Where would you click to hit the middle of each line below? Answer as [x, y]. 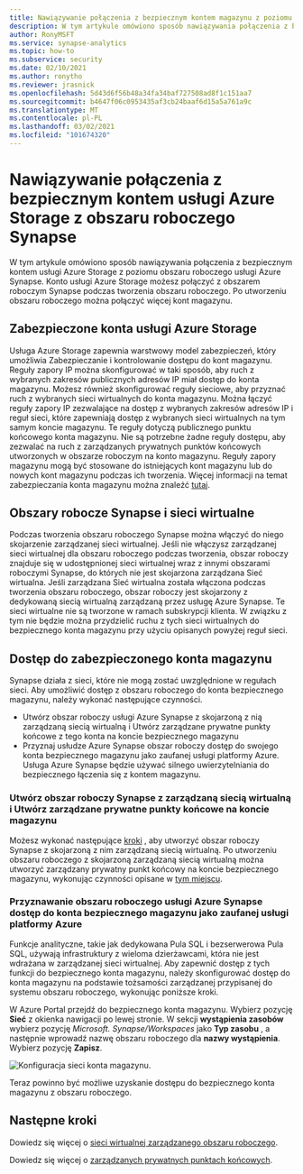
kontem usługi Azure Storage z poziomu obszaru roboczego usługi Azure [145, 271]
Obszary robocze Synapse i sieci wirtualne [132, 514]
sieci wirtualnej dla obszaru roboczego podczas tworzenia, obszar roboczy [149, 554]
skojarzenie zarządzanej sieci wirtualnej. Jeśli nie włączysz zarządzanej [143, 544]
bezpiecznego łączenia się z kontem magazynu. [111, 775]
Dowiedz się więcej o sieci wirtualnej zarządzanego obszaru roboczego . [144, 1142]
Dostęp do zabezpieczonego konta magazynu [141, 659]
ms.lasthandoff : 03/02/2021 [62, 127]
